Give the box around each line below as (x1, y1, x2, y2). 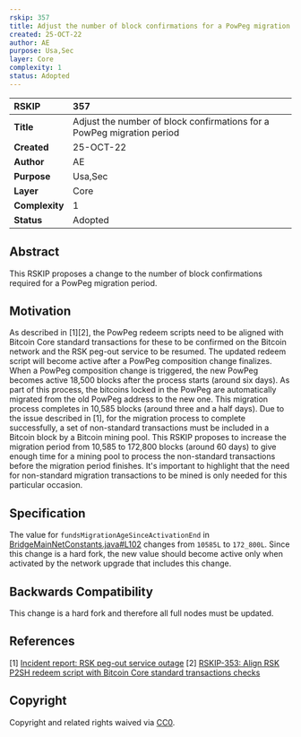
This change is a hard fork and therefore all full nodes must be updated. (9, 608, 274, 619)
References (9, 634, 75, 649)
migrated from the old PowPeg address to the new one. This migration (9, 394, 269, 404)
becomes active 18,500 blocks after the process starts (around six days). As (9, 375, 290, 386)
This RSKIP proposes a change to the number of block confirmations (9, 268, 262, 279)
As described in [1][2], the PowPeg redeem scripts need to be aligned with (9, 327, 284, 338)
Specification (9, 506, 86, 521)
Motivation (9, 303, 72, 318)
